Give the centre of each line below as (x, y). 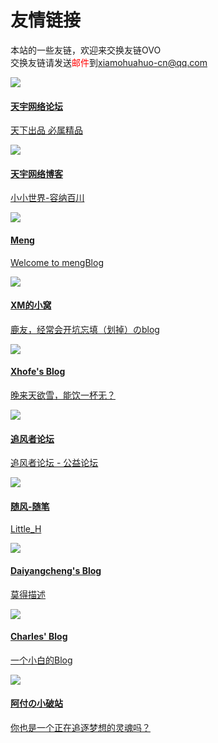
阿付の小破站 (36, 703)
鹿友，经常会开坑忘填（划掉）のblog (85, 329)
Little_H (26, 529)
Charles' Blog (39, 637)
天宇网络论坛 (36, 106)
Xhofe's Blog (38, 372)
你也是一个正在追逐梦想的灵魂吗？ (80, 727)
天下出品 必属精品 (46, 130)
